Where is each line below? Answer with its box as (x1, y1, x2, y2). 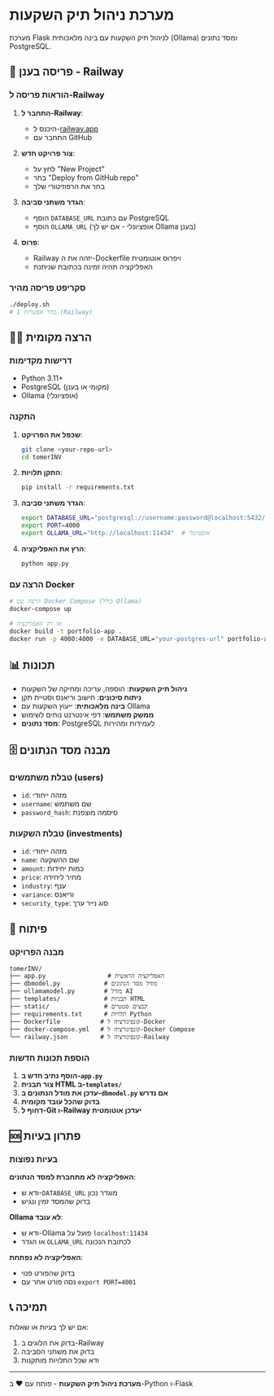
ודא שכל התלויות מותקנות (20, 1354, 100, 1365)
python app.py (20, 560, 69, 568)
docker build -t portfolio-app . (9, 627, 123, 635)
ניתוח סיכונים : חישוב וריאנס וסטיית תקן (20, 692, 141, 702)
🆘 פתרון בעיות (9, 1129, 81, 1143)
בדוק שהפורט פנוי (20, 1268, 76, 1278)
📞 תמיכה (9, 1301, 48, 1315)
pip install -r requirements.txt (20, 483, 135, 492)
